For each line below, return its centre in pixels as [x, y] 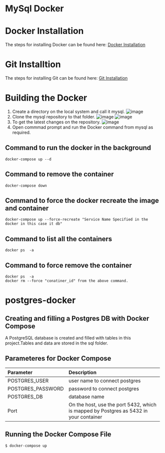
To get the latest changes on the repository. [56, 122]
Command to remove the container [59, 174]
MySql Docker [34, 9]
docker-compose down [26, 185]
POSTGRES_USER [28, 380]
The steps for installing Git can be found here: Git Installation [66, 78]
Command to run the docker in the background [78, 148]
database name [86, 396]
